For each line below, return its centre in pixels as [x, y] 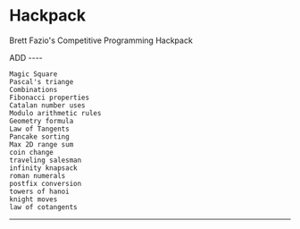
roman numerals [37, 175]
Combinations [33, 89]
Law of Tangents [39, 129]
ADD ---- [26, 57]
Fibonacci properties [50, 98]
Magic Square [33, 74]
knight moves [33, 199]
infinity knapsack [43, 168]
